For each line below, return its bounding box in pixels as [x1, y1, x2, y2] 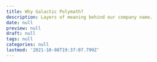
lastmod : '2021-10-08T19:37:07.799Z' [6, 47, 100, 53]
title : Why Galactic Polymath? [6, 8, 84, 15]
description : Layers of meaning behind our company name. [6, 14, 153, 20]
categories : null [6, 42, 49, 48]
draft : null [6, 31, 36, 37]
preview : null [6, 25, 42, 31]
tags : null [6, 36, 33, 42]
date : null [6, 19, 33, 25]
